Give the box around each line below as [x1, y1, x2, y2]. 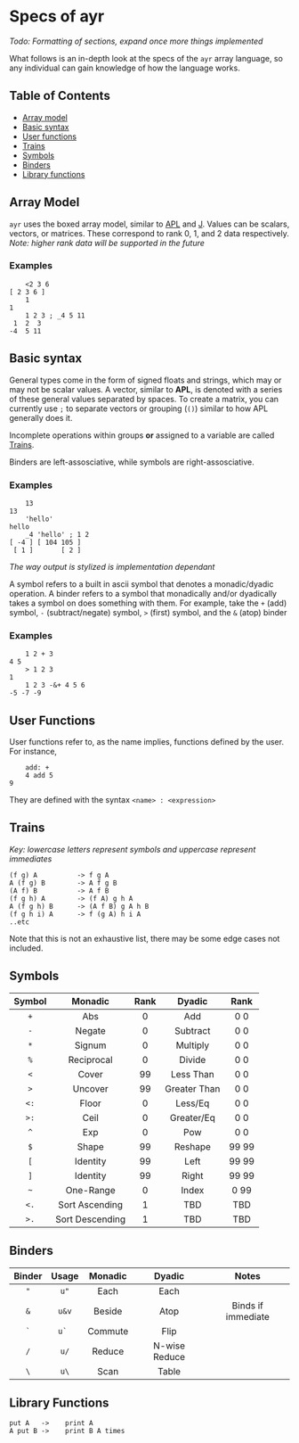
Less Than [170, 1068, 215, 1080]
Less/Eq [175, 1097, 210, 1109]
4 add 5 [25, 771, 53, 780]
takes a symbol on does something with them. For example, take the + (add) [9, 598, 287, 608]
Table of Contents [9, 88, 111, 103]
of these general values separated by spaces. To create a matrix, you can [9, 393, 279, 404]
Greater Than [164, 1082, 221, 1094]
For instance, [9, 746, 58, 757]
